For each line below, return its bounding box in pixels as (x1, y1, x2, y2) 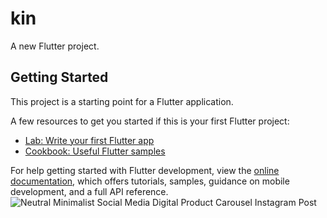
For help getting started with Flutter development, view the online (10, 164, 280, 176)
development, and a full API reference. (10, 185, 169, 197)
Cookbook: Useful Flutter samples (24, 145, 166, 157)
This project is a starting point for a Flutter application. (10, 95, 234, 107)
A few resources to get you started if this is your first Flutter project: (10, 115, 290, 127)
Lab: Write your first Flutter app (24, 134, 155, 146)
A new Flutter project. (10, 40, 100, 52)
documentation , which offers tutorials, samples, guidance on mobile (10, 175, 290, 187)
